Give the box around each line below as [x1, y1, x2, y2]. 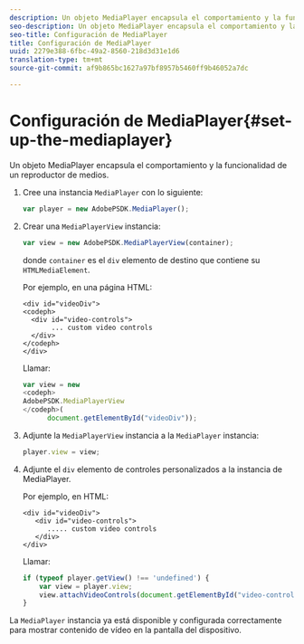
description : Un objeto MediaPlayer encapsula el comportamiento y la [9, 13, 281, 23]
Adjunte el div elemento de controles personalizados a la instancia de [22, 463, 283, 475]
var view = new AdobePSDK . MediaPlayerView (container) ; [22, 238, 234, 247]
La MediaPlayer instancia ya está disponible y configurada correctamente [9, 615, 282, 626]
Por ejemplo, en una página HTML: [22, 281, 152, 292]
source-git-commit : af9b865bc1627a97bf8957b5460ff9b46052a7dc [9, 64, 249, 73]
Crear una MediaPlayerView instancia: [22, 221, 161, 232]
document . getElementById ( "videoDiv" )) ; [46, 413, 197, 423]
